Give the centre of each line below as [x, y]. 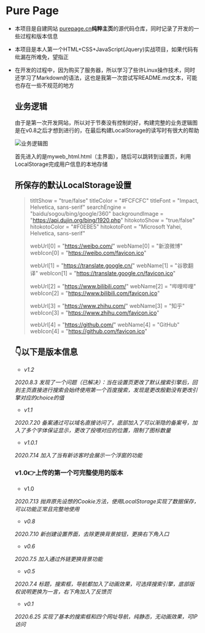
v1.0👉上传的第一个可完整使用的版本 [69, 473]
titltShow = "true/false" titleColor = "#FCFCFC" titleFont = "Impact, [114, 200]
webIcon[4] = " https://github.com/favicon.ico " [89, 331]
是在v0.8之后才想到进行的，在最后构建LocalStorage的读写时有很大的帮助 [107, 130]
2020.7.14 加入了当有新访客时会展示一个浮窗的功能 [78, 455]
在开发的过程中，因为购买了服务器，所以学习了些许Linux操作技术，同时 [105, 70]
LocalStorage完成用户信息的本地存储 [61, 164]
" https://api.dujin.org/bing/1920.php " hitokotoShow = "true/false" [112, 220]
